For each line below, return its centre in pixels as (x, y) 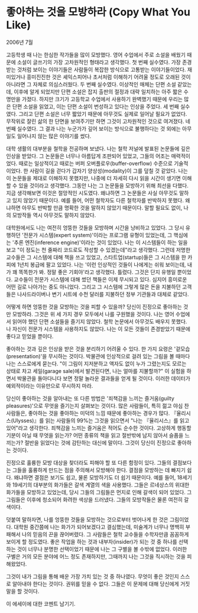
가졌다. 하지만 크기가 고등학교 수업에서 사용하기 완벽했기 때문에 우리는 (102, 99)
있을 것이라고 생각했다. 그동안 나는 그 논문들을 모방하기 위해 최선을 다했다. (104, 185)
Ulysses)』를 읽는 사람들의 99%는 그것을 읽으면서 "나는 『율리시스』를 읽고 (101, 420)
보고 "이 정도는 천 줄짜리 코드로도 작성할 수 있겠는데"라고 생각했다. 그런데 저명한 (98, 249)
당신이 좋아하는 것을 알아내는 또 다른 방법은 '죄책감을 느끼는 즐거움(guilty (90, 398)
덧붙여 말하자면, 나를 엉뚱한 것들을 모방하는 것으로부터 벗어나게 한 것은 (87, 519)
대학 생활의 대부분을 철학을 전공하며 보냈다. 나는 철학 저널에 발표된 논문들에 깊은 (98, 148)
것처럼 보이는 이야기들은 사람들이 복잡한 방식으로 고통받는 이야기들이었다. (101, 69)
